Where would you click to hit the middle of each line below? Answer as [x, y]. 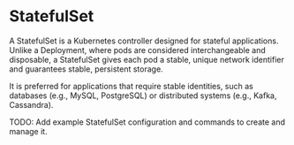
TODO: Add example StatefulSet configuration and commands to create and [147, 122]
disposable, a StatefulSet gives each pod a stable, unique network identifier [147, 59]
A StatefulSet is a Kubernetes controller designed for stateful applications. [144, 41]
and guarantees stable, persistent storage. [86, 69]
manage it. [28, 131]
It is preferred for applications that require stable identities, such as [131, 86]
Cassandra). [31, 104]
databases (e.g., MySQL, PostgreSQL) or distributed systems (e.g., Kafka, [143, 95]
